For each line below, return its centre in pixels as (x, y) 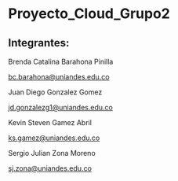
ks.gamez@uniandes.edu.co (54, 138)
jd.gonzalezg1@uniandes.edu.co (61, 107)
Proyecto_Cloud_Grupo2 (89, 14)
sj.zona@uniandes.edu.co (50, 168)
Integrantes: (39, 43)
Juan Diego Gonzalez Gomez (55, 92)
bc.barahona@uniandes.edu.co (59, 77)
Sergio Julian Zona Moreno (52, 153)
